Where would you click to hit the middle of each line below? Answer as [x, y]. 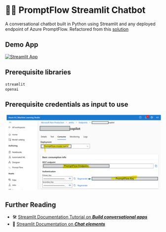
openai [12, 89]
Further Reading [31, 204]
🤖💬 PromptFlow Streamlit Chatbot [75, 10]
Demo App [22, 45]
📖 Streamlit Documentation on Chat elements [59, 224]
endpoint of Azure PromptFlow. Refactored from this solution [67, 29]
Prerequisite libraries [38, 72]
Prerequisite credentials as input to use [67, 104]
